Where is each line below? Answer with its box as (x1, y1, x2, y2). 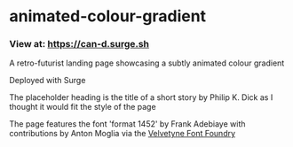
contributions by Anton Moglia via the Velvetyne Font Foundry (9, 128, 236, 139)
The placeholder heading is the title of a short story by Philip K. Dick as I (9, 92, 273, 103)
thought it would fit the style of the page (9, 102, 157, 112)
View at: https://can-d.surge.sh (9, 38, 149, 50)
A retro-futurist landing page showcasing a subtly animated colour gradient (9, 58, 285, 68)
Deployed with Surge (9, 75, 86, 86)
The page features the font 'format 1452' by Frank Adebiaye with (9, 119, 246, 129)
